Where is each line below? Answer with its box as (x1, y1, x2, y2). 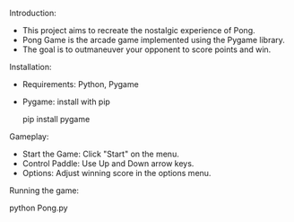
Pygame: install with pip (22, 96, 110, 107)
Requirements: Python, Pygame (22, 79, 139, 89)
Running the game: (9, 185, 79, 196)
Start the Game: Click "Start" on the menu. (22, 148, 179, 159)
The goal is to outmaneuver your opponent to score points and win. (22, 44, 272, 55)
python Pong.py (9, 202, 69, 213)
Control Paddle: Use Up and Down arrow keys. (22, 158, 195, 169)
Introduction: (9, 8, 56, 18)
